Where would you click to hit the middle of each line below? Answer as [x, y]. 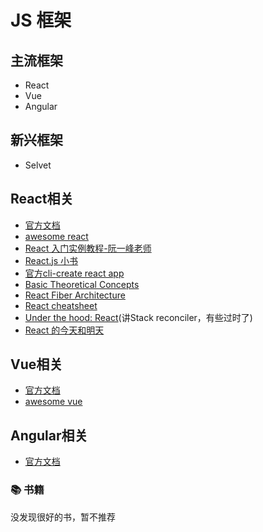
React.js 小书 [51, 260]
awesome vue [53, 402]
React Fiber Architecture [75, 295]
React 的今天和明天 [64, 330]
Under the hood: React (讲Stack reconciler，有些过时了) [138, 317]
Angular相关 [49, 435]
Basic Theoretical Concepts [82, 284]
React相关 [42, 199]
